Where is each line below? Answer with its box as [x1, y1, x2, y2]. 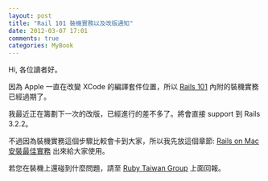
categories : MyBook [8, 42, 74, 50]
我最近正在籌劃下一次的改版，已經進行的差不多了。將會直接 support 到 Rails [8, 109, 261, 119]
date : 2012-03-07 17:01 [8, 27, 89, 35]
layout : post [8, 11, 52, 20]
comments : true [8, 34, 60, 43]
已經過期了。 [8, 92, 51, 101]
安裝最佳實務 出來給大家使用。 [8, 146, 109, 156]
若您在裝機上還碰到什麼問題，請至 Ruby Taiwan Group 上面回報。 [8, 163, 225, 173]
